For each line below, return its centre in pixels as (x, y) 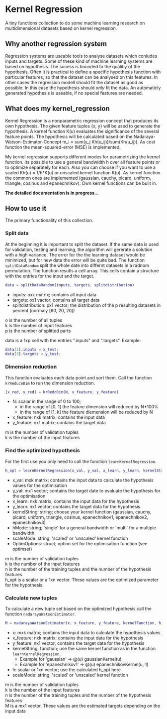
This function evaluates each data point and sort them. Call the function (79, 377)
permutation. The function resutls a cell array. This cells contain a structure (82, 270)
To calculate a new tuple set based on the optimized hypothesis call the (78, 608)
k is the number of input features (39, 325)
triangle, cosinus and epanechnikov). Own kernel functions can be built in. (81, 183)
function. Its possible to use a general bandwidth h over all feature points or (83, 162)
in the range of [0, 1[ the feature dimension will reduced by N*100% (89, 407)
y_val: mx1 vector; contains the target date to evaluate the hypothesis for (86, 490)
